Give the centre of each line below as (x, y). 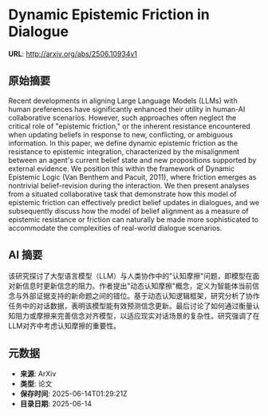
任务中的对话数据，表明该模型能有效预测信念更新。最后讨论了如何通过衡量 (130, 306)
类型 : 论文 (36, 384)
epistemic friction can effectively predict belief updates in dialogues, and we (134, 202)
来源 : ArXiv (38, 374)
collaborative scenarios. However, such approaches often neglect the (122, 117)
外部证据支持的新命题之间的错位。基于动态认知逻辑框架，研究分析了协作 (141, 295)
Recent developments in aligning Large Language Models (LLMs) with (123, 101)
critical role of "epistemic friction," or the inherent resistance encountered (130, 126)
